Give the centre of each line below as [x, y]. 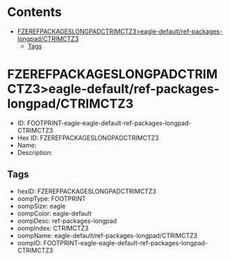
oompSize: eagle [41, 206]
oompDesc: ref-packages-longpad [67, 220]
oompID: [30, 243]
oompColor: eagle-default [54, 213]
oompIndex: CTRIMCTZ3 [53, 228]
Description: [35, 152]
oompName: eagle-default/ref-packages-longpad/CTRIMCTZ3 [107, 235]
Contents [35, 12]
